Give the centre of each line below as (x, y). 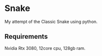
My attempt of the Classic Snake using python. (51, 22)
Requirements (26, 37)
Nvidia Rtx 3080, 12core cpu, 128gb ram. (45, 48)
